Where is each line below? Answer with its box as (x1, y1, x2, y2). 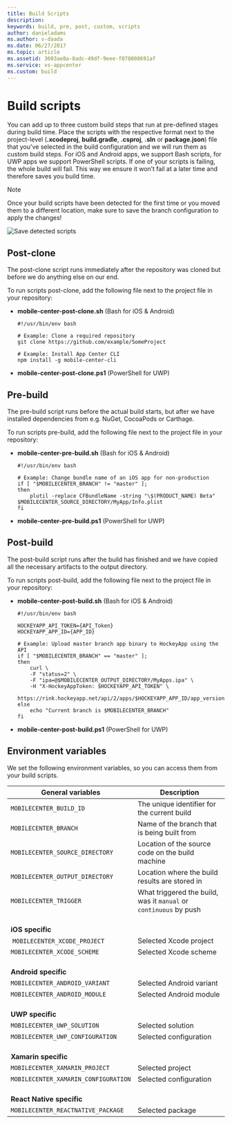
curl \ (30, 664, 49, 671)
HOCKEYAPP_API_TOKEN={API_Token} (17, 622, 114, 629)
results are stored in (137, 876, 202, 886)
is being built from (137, 828, 197, 837)
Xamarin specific (10, 1051, 68, 1061)
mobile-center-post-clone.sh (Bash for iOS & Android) (17, 307, 175, 316)
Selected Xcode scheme (137, 947, 217, 957)
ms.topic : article (7, 49, 60, 56)
